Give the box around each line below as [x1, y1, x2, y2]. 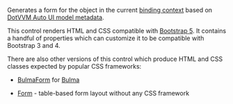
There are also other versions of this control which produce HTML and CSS [7, 55, 223, 63]
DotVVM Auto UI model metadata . [7, 13, 104, 21]
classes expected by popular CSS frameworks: [7, 62, 142, 70]
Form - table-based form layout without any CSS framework [17, 89, 190, 97]
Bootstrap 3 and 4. [7, 42, 61, 49]
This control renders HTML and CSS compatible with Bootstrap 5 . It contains [7, 27, 227, 35]
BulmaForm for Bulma [17, 76, 80, 84]
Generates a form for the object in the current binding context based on [7, 6, 213, 14]
